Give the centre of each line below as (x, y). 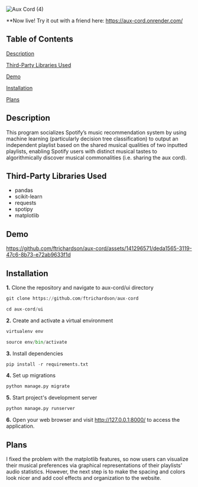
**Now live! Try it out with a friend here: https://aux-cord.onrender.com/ (95, 20)
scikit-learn (28, 197)
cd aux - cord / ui (25, 309)
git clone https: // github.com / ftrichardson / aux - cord (72, 299)
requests (25, 203)
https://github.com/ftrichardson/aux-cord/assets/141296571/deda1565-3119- (99, 248)
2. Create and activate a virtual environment (60, 321)
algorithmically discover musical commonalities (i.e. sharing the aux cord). (97, 158)
